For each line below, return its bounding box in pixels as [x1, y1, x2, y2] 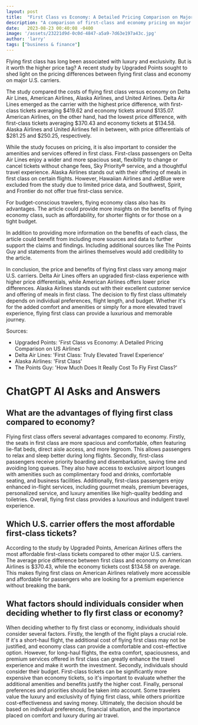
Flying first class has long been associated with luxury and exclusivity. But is [6, 57, 192, 65]
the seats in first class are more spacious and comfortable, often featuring [6, 439, 186, 446]
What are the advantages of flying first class [6, 408, 173, 418]
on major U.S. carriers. [6, 76, 61, 83]
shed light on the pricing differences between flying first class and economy [6, 70, 192, 77]
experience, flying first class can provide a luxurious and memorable [6, 310, 173, 317]
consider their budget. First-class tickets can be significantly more [6, 668, 167, 675]
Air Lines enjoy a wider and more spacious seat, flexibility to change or [6, 156, 179, 163]
